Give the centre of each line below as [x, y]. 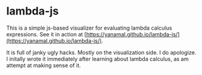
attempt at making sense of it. [44, 65]
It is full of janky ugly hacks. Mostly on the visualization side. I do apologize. [101, 52]
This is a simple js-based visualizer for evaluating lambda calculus [89, 28]
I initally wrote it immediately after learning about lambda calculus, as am [97, 59]
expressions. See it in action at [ [47, 34]
